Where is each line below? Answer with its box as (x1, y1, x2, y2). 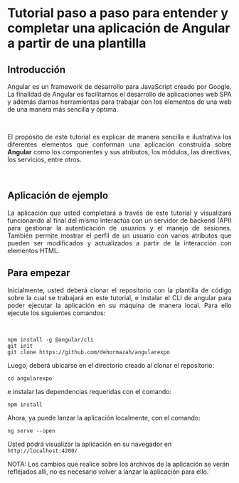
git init (7, 342, 33, 349)
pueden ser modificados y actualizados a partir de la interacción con (7, 238, 232, 247)
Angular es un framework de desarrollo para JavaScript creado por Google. (7, 83, 232, 90)
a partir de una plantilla (7, 36, 147, 51)
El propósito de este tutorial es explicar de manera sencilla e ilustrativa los (7, 133, 232, 141)
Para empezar (7, 267, 70, 279)
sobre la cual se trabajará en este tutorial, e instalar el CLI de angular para (7, 293, 232, 302)
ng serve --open (7, 427, 55, 435)
